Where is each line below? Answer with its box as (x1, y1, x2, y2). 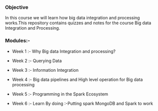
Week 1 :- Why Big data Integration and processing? (12, 48, 116, 54)
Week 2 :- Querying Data (12, 58, 62, 63)
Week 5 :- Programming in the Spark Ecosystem (12, 91, 108, 97)
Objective (5, 4, 29, 11)
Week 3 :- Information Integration (12, 67, 79, 73)
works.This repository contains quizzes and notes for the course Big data (5, 20, 152, 26)
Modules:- (5, 37, 31, 44)
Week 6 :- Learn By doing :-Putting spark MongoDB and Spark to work (12, 100, 154, 106)
